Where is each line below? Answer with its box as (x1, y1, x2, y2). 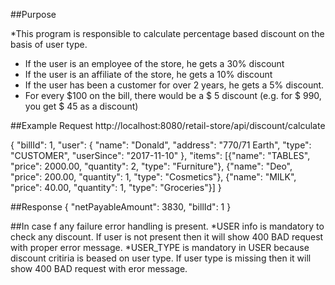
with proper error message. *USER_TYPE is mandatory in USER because (10, 242, 310, 253)
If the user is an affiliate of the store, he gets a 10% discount (24, 69, 273, 80)
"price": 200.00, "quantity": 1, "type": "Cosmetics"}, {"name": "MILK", (10, 171, 297, 183)
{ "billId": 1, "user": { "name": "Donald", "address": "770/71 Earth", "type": (10, 139, 312, 151)
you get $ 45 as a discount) (24, 100, 139, 112)
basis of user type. (10, 39, 88, 50)
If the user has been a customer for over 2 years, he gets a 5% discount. (24, 79, 325, 91)
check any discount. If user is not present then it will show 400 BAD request (10, 231, 324, 243)
